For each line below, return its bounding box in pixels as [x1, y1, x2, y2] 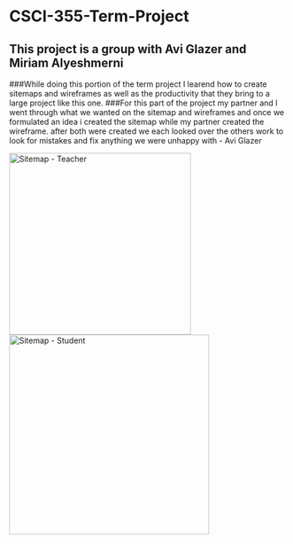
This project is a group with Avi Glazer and [9, 42, 247, 57]
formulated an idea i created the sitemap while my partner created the [9, 117, 265, 127]
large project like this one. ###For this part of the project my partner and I [9, 97, 278, 108]
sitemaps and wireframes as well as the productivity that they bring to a [9, 89, 270, 98]
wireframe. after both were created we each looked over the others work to [9, 126, 284, 136]
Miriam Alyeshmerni [9, 55, 124, 70]
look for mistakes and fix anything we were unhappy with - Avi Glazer [9, 136, 263, 145]
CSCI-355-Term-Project [9, 6, 189, 27]
